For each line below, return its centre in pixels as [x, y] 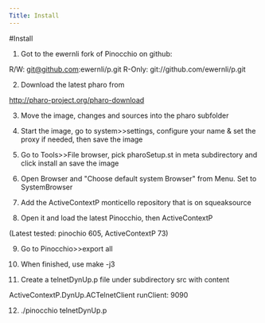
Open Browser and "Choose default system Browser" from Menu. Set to [138, 178]
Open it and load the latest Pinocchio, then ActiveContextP [117, 218]
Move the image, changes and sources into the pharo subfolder [125, 115]
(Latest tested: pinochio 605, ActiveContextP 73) [89, 233]
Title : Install [34, 16]
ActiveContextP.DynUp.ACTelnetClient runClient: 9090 [99, 294]
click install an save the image [70, 163]
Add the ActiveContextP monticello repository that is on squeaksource [136, 202]
